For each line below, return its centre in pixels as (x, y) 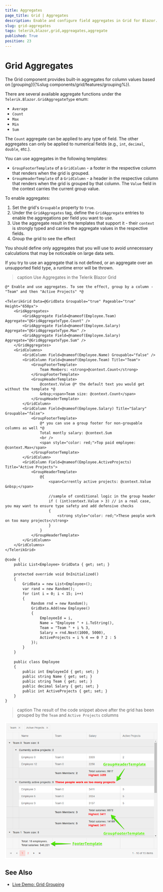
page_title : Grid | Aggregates (37, 15)
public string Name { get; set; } (57, 676)
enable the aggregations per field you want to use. (63, 218)
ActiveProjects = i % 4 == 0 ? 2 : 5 (78, 637)
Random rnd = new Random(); (60, 603)
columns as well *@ (25, 428)
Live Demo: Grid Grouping (38, 884)
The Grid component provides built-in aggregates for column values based (80, 79)
